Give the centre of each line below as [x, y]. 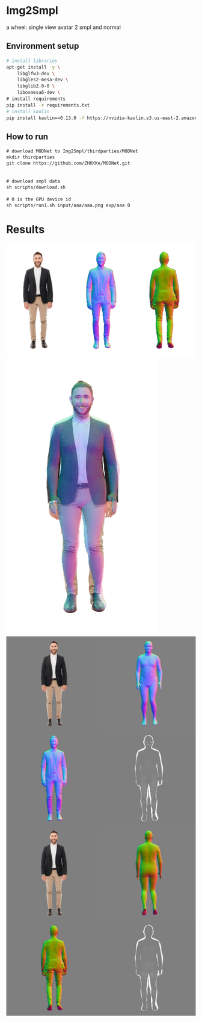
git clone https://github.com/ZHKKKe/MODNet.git [68, 163]
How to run [27, 136]
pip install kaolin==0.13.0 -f [45, 118]
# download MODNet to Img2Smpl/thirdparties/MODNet [72, 151]
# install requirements [36, 99]
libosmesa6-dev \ [39, 93]
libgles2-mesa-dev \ [43, 80]
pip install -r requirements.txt [48, 105]
